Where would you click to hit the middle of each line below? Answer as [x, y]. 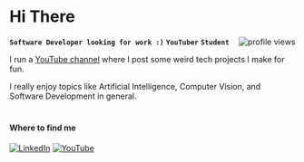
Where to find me [43, 128]
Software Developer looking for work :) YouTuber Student [119, 43]
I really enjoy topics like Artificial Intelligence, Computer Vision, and [135, 86]
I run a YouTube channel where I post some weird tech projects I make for [147, 59]
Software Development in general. [73, 96]
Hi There [42, 17]
